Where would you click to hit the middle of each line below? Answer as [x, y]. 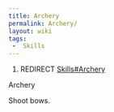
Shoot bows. [30, 101]
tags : [17, 39]
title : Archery [34, 16]
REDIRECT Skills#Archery [63, 69]
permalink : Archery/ [43, 24]
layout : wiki [30, 31]
